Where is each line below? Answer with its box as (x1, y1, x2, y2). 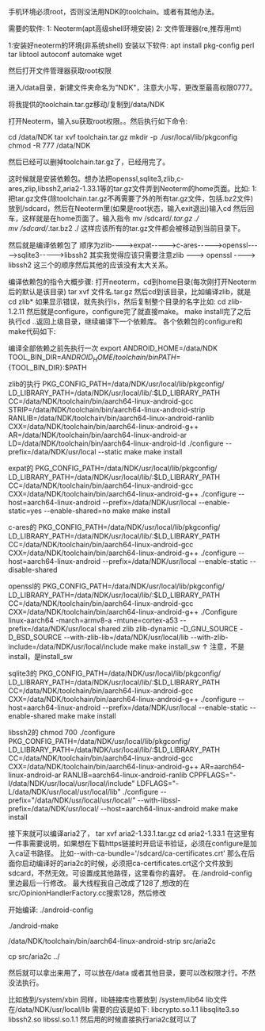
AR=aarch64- (200, 761, 245, 771)
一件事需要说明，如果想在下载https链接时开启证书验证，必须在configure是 (8, 838, 251, 848)
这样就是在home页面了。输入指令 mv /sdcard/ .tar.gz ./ (21, 213, 199, 223)
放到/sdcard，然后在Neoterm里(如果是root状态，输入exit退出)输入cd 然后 (8, 204, 248, 213)
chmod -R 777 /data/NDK (8, 141, 91, 150)
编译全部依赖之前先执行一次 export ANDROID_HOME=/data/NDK (8, 343, 218, 353)
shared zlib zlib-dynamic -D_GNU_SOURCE (97, 623, 239, 633)
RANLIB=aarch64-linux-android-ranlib (62, 770, 187, 780)
